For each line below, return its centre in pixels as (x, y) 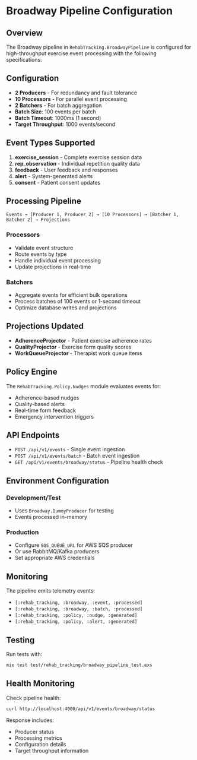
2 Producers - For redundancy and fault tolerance (76, 93)
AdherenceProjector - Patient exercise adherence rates (83, 340)
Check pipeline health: (34, 698)
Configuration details (40, 744)
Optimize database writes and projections (66, 308)
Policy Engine (32, 372)
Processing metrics (38, 738)
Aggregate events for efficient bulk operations (71, 295)
